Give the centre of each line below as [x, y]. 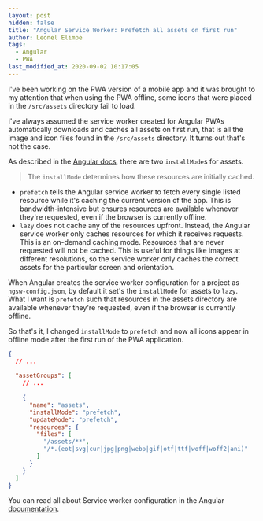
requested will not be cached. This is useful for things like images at [130, 250]
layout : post [30, 15]
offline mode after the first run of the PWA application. [96, 339]
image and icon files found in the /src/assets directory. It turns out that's [127, 138]
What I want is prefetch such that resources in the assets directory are [123, 299]
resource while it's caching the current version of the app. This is [125, 200]
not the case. [30, 146]
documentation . [34, 509]
